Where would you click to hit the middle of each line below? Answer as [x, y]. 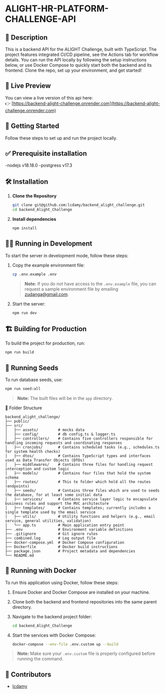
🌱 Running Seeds [32, 368]
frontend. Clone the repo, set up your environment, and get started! [73, 70]
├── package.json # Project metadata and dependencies [70, 551]
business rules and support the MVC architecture [57, 503]
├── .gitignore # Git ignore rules [51, 534]
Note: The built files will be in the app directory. [65, 398]
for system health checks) [33, 451]
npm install [24, 228]
